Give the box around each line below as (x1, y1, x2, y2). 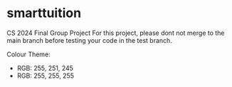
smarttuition (6, 5, 82, 21)
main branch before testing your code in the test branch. (6, 36, 172, 44)
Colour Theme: (6, 50, 51, 58)
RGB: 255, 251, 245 (16, 63, 74, 72)
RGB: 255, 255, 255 (16, 71, 75, 80)
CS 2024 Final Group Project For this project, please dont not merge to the (6, 29, 225, 37)
